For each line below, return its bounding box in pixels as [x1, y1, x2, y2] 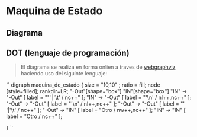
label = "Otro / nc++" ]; [6, 113, 63, 120]
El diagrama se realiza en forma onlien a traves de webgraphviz [20, 63, 176, 71]
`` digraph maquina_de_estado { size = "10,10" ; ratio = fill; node [6, 81, 161, 88]
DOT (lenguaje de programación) [6, 47, 130, 58]
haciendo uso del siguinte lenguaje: [20, 70, 108, 77]
